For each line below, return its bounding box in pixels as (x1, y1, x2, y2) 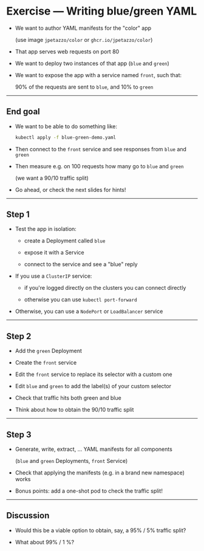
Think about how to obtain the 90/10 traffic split (15, 406, 134, 414)
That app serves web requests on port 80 (15, 47, 120, 55)
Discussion (6, 510, 50, 521)
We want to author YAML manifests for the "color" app (15, 24, 152, 32)
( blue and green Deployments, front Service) (15, 457, 128, 465)
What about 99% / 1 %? (15, 538, 75, 546)
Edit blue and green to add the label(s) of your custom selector (15, 383, 172, 390)
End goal (6, 106, 41, 117)
